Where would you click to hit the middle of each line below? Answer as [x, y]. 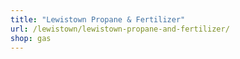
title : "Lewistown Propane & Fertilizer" [98, 19]
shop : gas [31, 38]
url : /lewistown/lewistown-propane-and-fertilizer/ [120, 29]
